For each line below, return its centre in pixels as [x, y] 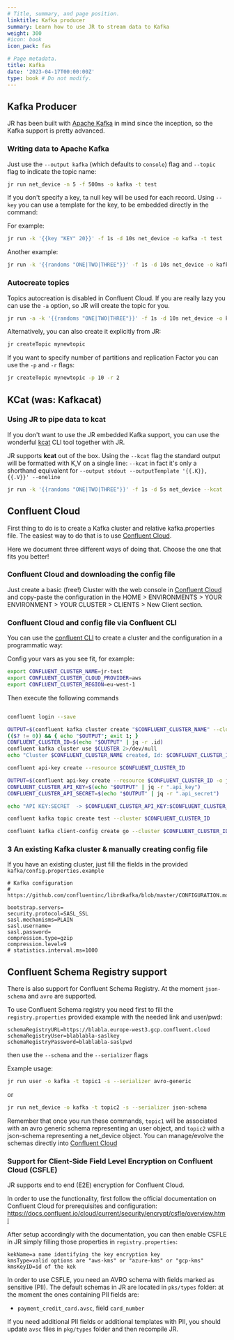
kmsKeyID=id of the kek [42, 1267]
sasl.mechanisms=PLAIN [40, 920]
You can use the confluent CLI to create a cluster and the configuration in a [115, 638]
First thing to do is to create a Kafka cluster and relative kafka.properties [111, 528]
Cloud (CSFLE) [32, 1170]
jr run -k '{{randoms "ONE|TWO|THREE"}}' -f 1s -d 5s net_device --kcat [115, 489]
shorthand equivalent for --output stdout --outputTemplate [93, 470]
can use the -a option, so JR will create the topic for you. [89, 305]
